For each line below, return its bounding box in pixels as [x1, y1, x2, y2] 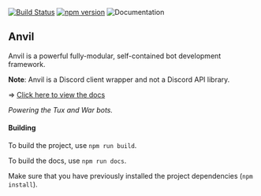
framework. [8, 59, 46, 68]
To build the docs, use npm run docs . [8, 156, 127, 165]
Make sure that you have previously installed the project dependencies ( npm [8, 172, 254, 181]
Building [8, 123, 36, 133]
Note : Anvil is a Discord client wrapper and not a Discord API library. [8, 75, 230, 84]
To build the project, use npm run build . [8, 141, 137, 150]
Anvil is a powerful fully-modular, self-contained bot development [8, 51, 222, 61]
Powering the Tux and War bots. [8, 105, 113, 114]
